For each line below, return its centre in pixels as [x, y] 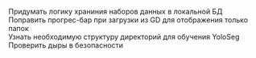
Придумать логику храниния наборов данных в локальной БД [116, 12]
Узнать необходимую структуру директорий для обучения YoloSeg [124, 37]
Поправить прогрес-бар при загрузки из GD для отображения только [128, 20]
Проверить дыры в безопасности [66, 45]
